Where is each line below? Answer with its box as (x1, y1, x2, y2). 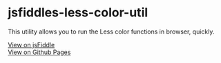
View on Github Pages (8, 48, 71, 56)
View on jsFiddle (8, 40, 55, 49)
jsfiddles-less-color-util (8, 5, 148, 21)
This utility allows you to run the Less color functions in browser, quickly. (8, 27, 215, 36)
